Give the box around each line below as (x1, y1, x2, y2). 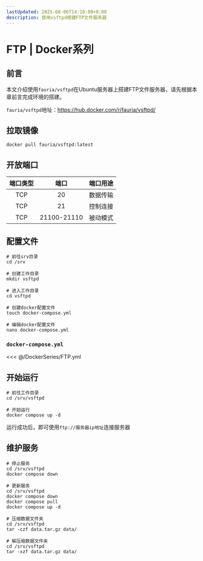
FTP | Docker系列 (6, 42, 94, 56)
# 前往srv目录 (6, 254, 38, 260)
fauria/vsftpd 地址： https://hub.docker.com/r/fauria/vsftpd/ (6, 106, 156, 113)
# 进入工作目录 (6, 287, 39, 294)
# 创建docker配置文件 (6, 304, 56, 310)
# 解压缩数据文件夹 (6, 538, 48, 544)
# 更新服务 (6, 482, 30, 489)
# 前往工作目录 (6, 390, 39, 396)
